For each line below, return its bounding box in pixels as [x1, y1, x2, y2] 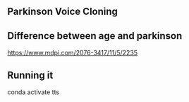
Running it [7, 69, 54, 81]
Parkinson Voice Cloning [7, 6, 118, 18]
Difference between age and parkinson [7, 30, 183, 42]
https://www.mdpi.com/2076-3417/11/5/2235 [7, 49, 138, 57]
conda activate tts [7, 88, 60, 96]
